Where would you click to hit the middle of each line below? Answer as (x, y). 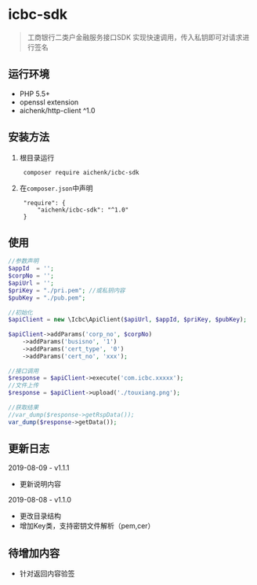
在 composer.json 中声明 (56, 188)
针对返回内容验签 (47, 574)
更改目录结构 (40, 516)
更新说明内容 (40, 484)
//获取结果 (24, 407)
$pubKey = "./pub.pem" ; (47, 298)
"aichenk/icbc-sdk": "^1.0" (83, 210)
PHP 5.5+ (35, 94)
